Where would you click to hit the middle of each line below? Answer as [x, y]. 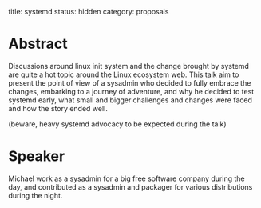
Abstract [38, 44]
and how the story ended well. [58, 108]
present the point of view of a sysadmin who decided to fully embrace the [130, 82]
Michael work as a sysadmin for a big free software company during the [127, 178]
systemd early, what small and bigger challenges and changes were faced [130, 100]
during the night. [36, 195]
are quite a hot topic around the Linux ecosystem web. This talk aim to [124, 74]
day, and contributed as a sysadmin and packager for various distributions [130, 186]
